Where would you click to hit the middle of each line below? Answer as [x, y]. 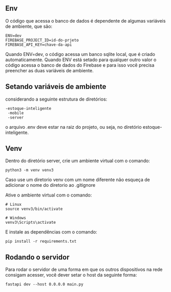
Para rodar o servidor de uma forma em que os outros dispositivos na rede [84, 269]
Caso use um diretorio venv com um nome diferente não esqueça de [78, 180]
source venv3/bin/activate [34, 209]
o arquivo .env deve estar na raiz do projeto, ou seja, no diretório [73, 127]
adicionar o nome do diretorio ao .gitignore [50, 185]
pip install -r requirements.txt [41, 241]
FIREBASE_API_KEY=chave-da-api [39, 45]
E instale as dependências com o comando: [51, 232]
